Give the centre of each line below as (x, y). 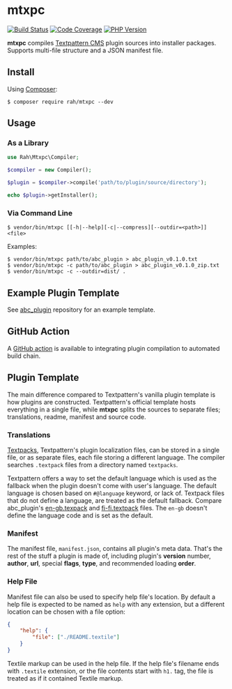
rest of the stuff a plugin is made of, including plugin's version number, (109, 556)
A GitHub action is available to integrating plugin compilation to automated (114, 348)
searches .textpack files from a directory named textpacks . (93, 464)
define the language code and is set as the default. (80, 515)
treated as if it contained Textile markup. (65, 678)
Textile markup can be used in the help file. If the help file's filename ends (113, 663)
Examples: (22, 247)
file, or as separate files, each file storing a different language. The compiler (116, 457)
